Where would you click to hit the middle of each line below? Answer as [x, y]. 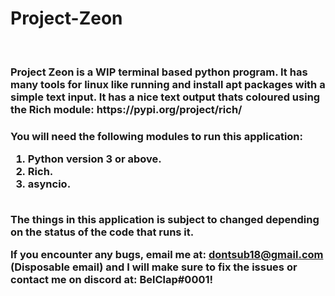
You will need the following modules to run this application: [157, 136]
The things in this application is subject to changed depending [165, 219]
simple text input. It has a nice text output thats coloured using [165, 97]
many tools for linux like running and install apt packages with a [168, 84]
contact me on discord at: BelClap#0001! [112, 279]
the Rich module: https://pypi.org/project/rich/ [126, 109]
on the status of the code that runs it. [102, 232]
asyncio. [49, 184]
